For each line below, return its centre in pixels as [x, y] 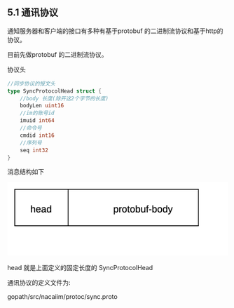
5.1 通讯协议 [33, 13]
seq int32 [34, 150]
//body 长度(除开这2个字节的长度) [64, 98]
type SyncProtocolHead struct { [54, 91]
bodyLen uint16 [42, 106]
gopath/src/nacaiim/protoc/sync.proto [62, 296]
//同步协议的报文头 [32, 83]
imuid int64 [37, 121]
